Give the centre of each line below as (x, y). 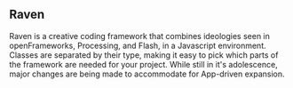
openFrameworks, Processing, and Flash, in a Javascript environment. (138, 45)
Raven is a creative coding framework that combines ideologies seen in (140, 36)
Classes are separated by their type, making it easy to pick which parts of (144, 55)
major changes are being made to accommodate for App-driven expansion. (147, 74)
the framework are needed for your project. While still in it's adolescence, (143, 64)
